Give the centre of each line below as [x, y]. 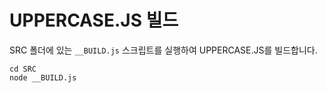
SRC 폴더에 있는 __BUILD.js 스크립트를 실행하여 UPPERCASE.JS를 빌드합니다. [163, 50]
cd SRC [23, 69]
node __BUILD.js [43, 77]
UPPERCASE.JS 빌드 [94, 20]
